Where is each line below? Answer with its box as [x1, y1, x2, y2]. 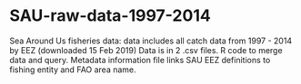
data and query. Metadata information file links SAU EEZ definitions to [9, 54, 271, 65]
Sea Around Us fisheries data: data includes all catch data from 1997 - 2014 [9, 35, 293, 46]
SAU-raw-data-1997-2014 [9, 5, 211, 26]
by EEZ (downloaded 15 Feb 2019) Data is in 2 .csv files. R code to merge [9, 44, 284, 55]
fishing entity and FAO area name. [9, 64, 136, 75]
